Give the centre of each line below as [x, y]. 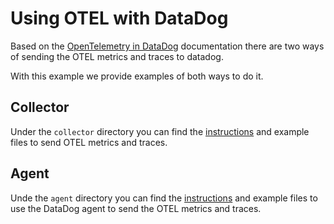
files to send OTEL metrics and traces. [89, 142]
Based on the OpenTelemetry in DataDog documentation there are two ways [167, 46]
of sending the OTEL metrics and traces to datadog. [117, 56]
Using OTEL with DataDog [119, 18]
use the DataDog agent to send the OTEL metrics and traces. [136, 208]
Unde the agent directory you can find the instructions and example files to [164, 198]
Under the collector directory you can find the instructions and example [160, 131]
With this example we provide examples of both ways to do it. [137, 76]
